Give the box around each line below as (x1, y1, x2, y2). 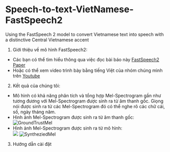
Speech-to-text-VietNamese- (5, 4, 134, 15)
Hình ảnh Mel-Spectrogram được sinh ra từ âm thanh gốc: (12, 114, 134, 120)
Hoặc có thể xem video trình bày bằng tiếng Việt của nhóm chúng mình (12, 67, 163, 73)
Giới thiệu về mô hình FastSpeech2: (12, 46, 88, 53)
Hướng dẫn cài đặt (12, 141, 52, 147)
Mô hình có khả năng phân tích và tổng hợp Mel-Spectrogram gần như (12, 92, 161, 98)
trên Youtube (12, 72, 40, 79)
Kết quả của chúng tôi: (12, 83, 60, 89)
